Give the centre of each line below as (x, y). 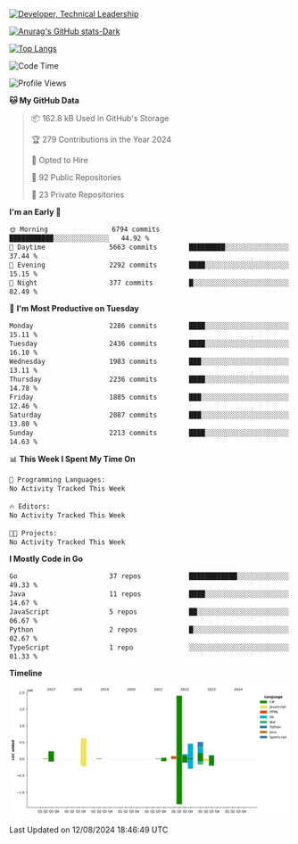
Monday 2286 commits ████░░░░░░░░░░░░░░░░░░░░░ (149, 326)
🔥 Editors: (30, 507)
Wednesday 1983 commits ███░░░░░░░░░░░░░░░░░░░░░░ (149, 361)
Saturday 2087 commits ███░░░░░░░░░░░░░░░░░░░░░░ (149, 415)
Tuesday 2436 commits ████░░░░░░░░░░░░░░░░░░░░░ (149, 343)
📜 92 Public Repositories (76, 177)
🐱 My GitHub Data (45, 100)
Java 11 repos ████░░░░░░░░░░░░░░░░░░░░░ (149, 594)
